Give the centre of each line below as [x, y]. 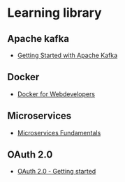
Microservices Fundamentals [59, 132]
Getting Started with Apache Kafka [67, 55]
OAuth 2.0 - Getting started [57, 172]
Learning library [55, 13]
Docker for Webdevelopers [56, 94]
